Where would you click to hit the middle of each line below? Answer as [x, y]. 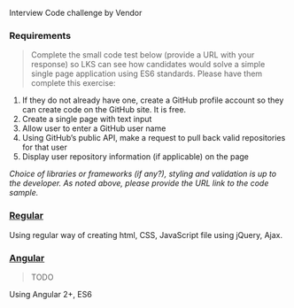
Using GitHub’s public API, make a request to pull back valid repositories [154, 138]
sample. [24, 193]
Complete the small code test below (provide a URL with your [143, 55]
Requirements [40, 35]
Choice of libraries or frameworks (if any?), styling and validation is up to [143, 174]
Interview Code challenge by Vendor [76, 13]
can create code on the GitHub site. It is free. [104, 110]
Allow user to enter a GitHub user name [94, 128]
